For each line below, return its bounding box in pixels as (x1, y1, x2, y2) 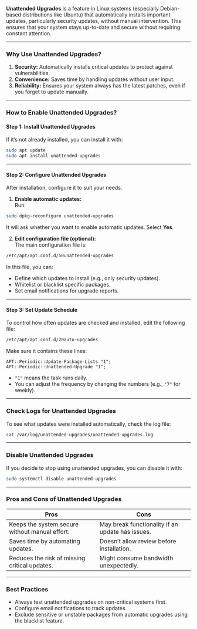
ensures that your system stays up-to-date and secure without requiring (6, 23, 181, 31)
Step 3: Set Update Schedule (6, 306, 78, 313)
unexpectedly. (99, 561, 139, 569)
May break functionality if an (99, 520, 178, 528)
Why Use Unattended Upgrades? (6, 50, 101, 58)
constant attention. (6, 30, 52, 37)
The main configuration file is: (14, 241, 87, 248)
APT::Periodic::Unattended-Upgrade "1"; (6, 364, 107, 370)
